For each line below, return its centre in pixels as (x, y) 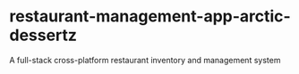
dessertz (43, 35)
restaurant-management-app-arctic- (150, 16)
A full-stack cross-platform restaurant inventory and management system (145, 60)
